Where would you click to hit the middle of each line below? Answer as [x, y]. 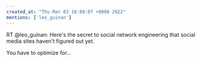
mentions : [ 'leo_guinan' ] [39, 17]
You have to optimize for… [39, 52]
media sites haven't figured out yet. [51, 41]
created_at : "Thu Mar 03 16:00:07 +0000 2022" [66, 12]
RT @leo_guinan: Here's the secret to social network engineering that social [101, 34]
